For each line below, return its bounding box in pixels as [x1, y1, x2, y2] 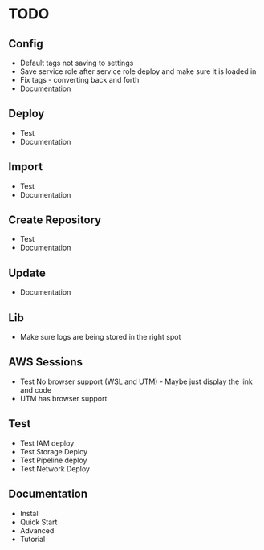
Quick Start [19, 517, 58, 527]
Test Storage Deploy [19, 446, 88, 456]
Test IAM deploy [19, 438, 75, 448]
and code [19, 385, 52, 394]
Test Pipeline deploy [19, 455, 87, 465]
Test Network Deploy [19, 463, 91, 474]
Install [19, 508, 40, 518]
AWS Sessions [8, 355, 83, 369]
